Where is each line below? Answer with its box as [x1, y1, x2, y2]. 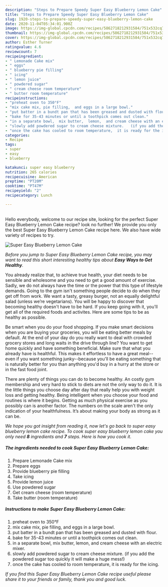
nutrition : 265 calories [5, 169, 57, 175]
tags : [5, 142, 16, 147]
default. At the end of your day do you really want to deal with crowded [5, 334, 152, 340]
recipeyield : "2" [5, 188, 41, 193]
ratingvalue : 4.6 [5, 44, 41, 49]
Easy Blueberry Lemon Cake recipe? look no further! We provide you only [5, 221, 156, 227]
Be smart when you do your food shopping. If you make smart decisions [5, 324, 154, 330]
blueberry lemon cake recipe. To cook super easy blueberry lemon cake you [5, 428, 163, 434]
